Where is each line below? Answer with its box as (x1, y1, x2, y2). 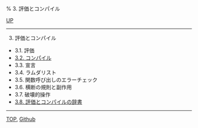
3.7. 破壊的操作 (14, 91, 51, 98)
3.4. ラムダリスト (14, 69, 57, 76)
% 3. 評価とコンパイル (6, 5, 60, 12)
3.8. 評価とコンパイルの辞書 (14, 99, 82, 105)
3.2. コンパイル (14, 55, 52, 61)
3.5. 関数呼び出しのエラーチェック (14, 76, 98, 83)
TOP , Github (6, 116, 36, 122)
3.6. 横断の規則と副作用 (14, 84, 72, 90)
